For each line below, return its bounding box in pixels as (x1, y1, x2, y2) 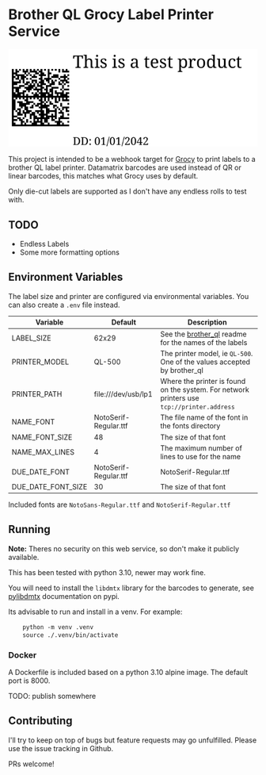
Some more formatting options (19, 247, 120, 257)
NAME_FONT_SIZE (11, 432, 73, 442)
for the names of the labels (160, 337, 248, 347)
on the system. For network (160, 385, 249, 394)
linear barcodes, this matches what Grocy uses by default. (8, 171, 199, 181)
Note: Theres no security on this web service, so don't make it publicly (8, 543, 240, 553)
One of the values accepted (160, 357, 251, 366)
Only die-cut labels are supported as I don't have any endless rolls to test (8, 186, 247, 196)
